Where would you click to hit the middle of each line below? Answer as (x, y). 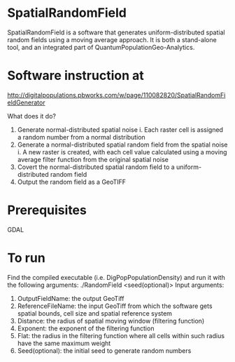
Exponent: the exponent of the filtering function (86, 328)
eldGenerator (26, 102)
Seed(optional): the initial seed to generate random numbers (104, 350)
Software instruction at (76, 76)
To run (26, 258)
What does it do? (31, 116)
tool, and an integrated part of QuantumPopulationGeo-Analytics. (101, 47)
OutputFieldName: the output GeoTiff (71, 298)
